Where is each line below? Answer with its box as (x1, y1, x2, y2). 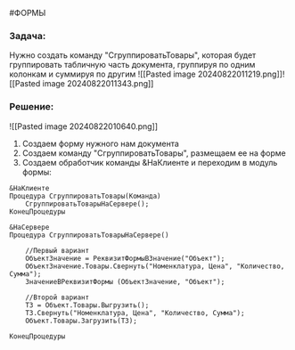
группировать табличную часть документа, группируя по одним (9, 60, 256, 70)
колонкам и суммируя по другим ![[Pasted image (9, 69, 196, 79)
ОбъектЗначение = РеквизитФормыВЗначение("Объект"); (25, 254, 225, 263)
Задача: (9, 29, 46, 42)
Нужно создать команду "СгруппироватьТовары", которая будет (9, 50, 257, 61)
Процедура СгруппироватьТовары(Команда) (9, 191, 162, 200)
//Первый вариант (25, 246, 90, 255)
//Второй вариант (25, 293, 90, 302)
